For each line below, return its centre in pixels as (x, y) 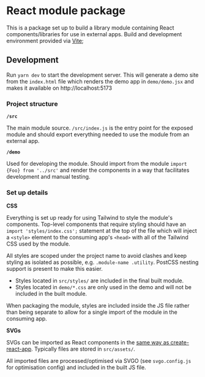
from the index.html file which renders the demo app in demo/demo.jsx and (100, 81)
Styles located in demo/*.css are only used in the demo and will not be (103, 287)
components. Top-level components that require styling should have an (96, 224)
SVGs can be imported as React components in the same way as (88, 343)
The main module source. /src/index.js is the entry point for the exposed (100, 128)
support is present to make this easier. (54, 269)
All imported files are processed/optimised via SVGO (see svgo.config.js (99, 361)
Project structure (32, 104)
